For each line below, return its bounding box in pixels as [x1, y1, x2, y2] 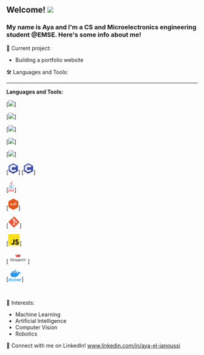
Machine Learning [15, 311, 61, 318]
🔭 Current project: [6, 44, 52, 52]
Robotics [15, 330, 38, 337]
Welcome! [6, 5, 46, 15]
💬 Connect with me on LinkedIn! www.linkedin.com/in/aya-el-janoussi [6, 342, 181, 349]
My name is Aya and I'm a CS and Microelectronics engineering [6, 23, 197, 32]
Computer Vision [15, 323, 58, 331]
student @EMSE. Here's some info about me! [6, 30, 141, 39]
